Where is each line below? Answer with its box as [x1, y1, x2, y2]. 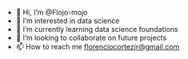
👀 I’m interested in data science [15, 16, 120, 26]
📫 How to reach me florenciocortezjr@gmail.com [15, 42, 180, 51]
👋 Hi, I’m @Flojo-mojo [15, 8, 88, 17]
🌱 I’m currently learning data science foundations [15, 25, 178, 33]
